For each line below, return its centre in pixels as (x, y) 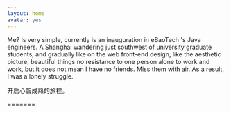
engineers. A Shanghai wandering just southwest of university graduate (110, 47)
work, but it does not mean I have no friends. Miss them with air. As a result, (115, 69)
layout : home (26, 13)
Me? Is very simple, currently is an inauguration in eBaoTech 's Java (104, 39)
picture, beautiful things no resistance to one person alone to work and (109, 61)
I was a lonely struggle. (40, 76)
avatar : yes (24, 20)
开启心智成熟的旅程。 (37, 90)
